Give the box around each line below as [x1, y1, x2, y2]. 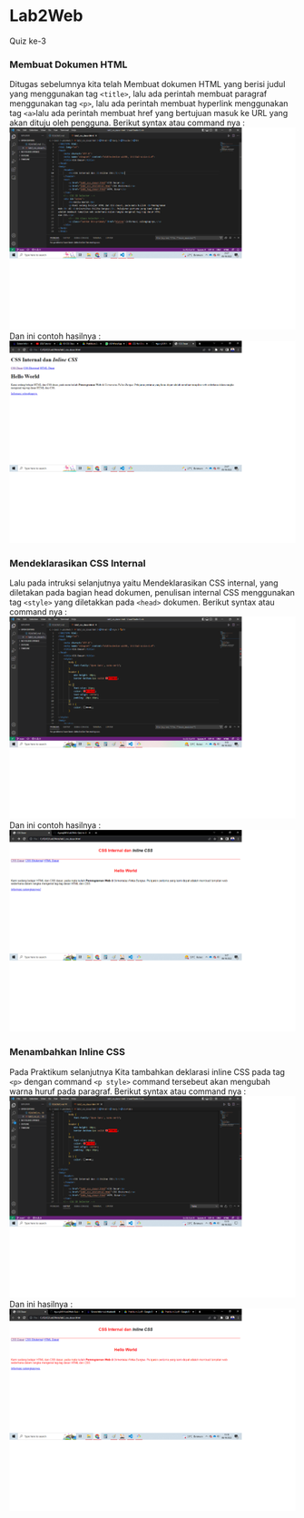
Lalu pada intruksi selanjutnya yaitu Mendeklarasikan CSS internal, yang [9, 577, 279, 588]
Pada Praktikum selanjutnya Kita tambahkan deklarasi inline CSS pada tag [9, 1066, 286, 1077]
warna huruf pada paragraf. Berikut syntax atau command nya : [9, 1086, 247, 1097]
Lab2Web [9, 5, 83, 26]
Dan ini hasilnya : [9, 1299, 74, 1310]
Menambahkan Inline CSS [9, 1046, 125, 1059]
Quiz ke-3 [9, 35, 47, 46]
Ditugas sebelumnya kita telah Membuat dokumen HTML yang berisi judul [9, 79, 286, 90]
